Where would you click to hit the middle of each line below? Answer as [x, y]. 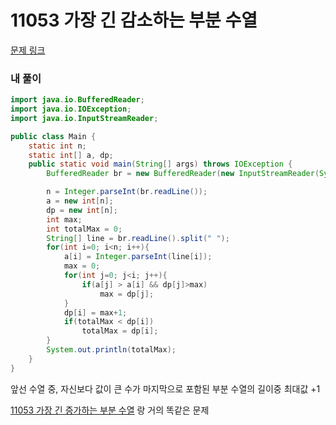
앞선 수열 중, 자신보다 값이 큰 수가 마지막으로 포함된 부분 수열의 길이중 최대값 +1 [165, 388]
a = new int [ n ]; [80, 201]
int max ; [64, 219]
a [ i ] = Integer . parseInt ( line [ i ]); [138, 257]
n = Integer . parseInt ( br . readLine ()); [127, 192]
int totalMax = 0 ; [84, 229]
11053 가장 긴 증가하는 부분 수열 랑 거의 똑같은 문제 [110, 410]
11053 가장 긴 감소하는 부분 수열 [134, 20]
